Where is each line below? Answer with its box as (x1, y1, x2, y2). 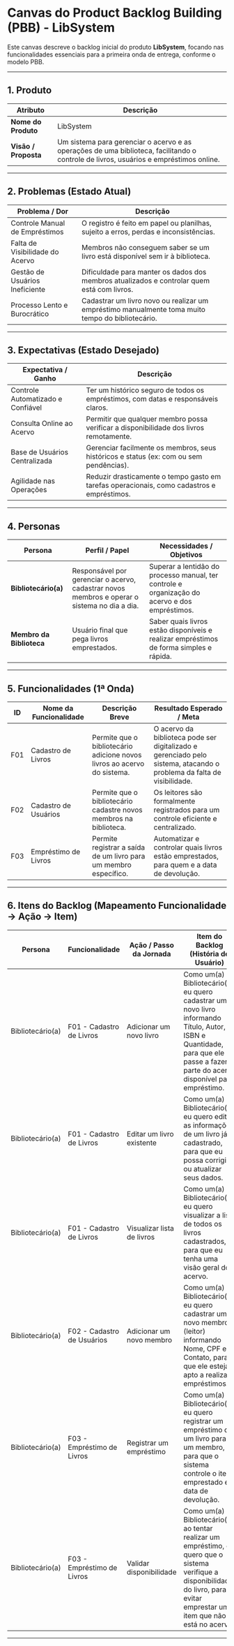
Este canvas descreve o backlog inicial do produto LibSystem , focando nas (7, 43, 224, 51)
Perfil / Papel (85, 546, 130, 556)
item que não (183, 1610, 226, 1620)
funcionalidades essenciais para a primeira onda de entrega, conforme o (7, 50, 216, 59)
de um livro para (91, 852, 146, 861)
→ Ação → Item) (7, 911, 78, 923)
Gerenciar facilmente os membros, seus (86, 443, 217, 453)
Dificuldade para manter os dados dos (81, 267, 207, 276)
